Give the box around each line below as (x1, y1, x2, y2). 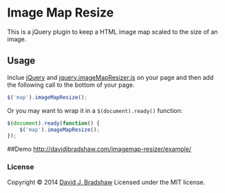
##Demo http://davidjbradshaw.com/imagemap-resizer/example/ (7, 145, 191, 153)
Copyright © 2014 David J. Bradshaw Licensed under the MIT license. (7, 178, 205, 186)
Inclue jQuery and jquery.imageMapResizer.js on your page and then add (7, 73, 214, 81)
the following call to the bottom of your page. (7, 81, 136, 89)
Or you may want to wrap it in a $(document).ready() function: (7, 106, 183, 114)
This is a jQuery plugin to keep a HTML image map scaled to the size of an (7, 28, 218, 36)
